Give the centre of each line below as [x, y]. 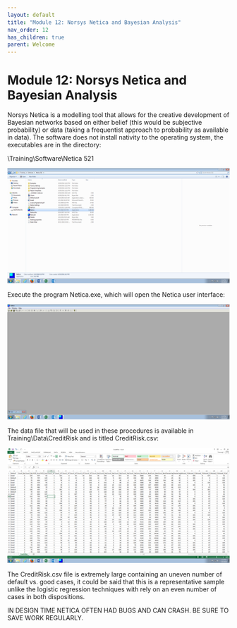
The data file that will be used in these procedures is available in [101, 431]
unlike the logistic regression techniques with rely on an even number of [112, 589]
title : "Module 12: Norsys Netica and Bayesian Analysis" [94, 22]
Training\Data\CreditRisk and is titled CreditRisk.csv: [83, 438]
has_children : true [36, 37]
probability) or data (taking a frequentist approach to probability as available [118, 130]
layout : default [31, 15]
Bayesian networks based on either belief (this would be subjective [105, 123]
